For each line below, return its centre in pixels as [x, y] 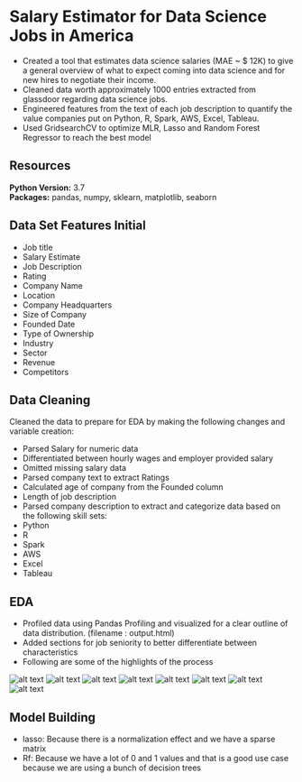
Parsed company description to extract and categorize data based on [151, 506]
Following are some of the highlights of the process [118, 662]
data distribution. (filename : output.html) [98, 633]
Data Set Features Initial [78, 226]
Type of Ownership [58, 333]
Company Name [52, 285]
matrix [34, 749]
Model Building [53, 718]
